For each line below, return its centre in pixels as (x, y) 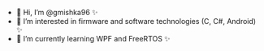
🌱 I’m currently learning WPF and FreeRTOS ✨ (93, 39)
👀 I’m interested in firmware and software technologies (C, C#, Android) (136, 21)
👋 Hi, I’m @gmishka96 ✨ (57, 12)
